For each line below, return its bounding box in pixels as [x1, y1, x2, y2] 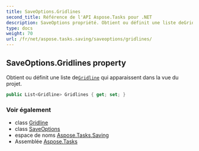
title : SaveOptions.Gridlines [6, 8, 81, 15]
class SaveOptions [14, 125, 60, 132]
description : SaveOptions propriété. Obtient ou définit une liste [6, 20, 176, 25]
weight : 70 [6, 31, 33, 37]
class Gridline [14, 119, 49, 126]
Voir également [6, 105, 52, 114]
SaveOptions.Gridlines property [6, 58, 126, 68]
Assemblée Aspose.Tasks [14, 137, 78, 145]
